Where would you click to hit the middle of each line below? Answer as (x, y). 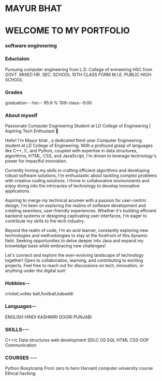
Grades (14, 92)
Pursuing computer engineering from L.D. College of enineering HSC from (79, 69)
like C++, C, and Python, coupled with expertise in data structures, (71, 151)
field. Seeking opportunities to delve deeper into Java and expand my (74, 241)
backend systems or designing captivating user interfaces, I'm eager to (76, 216)
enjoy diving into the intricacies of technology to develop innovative (73, 186)
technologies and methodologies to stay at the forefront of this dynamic (77, 236)
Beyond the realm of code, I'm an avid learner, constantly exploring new (77, 230)
